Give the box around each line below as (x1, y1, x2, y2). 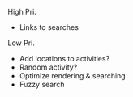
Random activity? (19, 62, 78, 72)
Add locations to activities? (19, 54, 110, 63)
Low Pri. (7, 38, 36, 48)
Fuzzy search (19, 80, 66, 89)
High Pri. (7, 7, 37, 16)
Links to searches (19, 23, 79, 32)
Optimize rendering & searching (19, 71, 127, 80)
